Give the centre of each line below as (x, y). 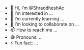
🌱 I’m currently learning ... (37, 19)
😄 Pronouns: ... (26, 37)
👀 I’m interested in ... (32, 13)
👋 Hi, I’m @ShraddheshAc (37, 8)
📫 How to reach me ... (34, 30)
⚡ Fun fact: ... (24, 43)
